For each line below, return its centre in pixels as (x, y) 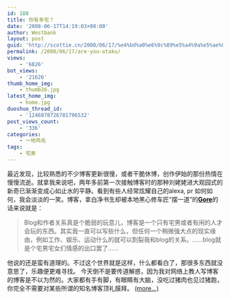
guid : (15, 45)
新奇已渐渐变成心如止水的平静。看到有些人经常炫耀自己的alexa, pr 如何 (107, 191)
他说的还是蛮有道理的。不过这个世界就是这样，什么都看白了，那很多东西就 (112, 262)
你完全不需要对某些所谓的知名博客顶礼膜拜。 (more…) (83, 288)
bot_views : (23, 70)
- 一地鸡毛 (33, 141)
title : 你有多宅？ (31, 20)
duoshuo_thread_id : (35, 109)
